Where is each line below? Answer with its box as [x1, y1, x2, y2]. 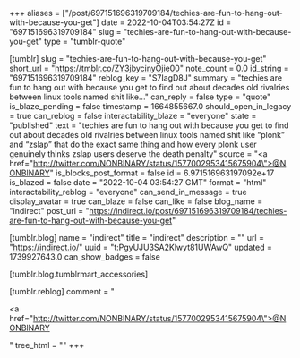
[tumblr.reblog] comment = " [9, 286, 115, 296]
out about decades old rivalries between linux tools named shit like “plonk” [9, 130, 285, 140]
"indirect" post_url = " [9, 206, 90, 216]
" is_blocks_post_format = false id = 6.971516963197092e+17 [49, 167, 275, 178]
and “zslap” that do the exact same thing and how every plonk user [9, 139, 257, 149]
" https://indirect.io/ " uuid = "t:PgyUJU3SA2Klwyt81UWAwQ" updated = [9, 242, 273, 252]
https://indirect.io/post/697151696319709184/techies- [89, 206, 287, 216]
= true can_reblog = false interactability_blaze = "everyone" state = [9, 111, 257, 121]
